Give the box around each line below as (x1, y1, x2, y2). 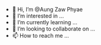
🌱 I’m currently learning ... (12, 19, 78, 26)
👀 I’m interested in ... (12, 12, 64, 19)
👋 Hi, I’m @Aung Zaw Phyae (12, 6, 83, 13)
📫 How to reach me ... (12, 32, 69, 39)
